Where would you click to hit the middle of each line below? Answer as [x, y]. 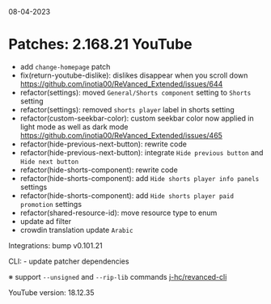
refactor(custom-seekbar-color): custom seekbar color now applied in [137, 118]
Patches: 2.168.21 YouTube [100, 44]
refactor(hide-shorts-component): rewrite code [99, 170]
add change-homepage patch [65, 66]
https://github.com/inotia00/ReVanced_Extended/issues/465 [121, 135]
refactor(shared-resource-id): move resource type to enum [119, 213]
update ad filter [46, 221]
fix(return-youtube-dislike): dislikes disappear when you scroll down [134, 75]
